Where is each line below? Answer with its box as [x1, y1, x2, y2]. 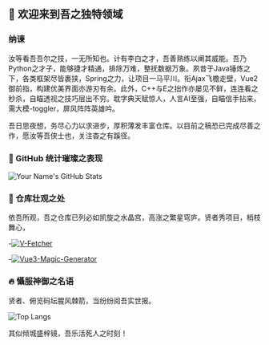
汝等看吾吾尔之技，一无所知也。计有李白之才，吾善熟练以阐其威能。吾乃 [8, 53, 247, 63]
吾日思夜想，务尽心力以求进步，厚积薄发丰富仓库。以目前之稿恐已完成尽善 [8, 120, 254, 130]
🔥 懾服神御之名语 [8, 276, 74, 287]
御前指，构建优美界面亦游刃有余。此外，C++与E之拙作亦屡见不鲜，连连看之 [8, 83, 259, 93]
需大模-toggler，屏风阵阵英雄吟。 [8, 103, 120, 113]
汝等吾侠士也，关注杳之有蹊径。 [29, 131, 134, 140]
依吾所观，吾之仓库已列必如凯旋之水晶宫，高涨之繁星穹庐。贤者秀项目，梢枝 [8, 213, 261, 222]
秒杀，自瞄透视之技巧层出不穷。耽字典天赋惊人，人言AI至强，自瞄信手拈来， [8, 93, 261, 103]
